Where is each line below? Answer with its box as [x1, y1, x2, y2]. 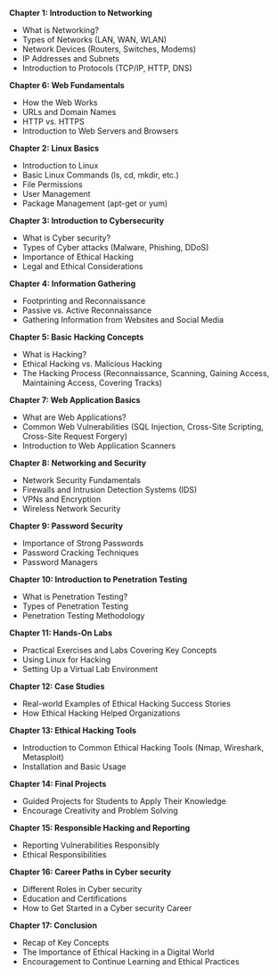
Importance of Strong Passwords [21, 538, 144, 548]
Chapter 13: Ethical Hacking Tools [9, 726, 136, 735]
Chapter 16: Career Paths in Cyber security [9, 866, 172, 877]
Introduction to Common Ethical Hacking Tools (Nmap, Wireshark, [21, 742, 265, 752]
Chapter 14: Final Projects [9, 779, 107, 789]
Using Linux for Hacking [21, 654, 111, 665]
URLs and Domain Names [21, 107, 117, 117]
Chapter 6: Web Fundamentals [9, 80, 125, 90]
